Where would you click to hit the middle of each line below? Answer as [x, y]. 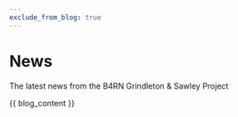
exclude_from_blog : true [55, 17]
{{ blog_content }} [42, 103]
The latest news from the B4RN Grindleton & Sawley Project [119, 86]
